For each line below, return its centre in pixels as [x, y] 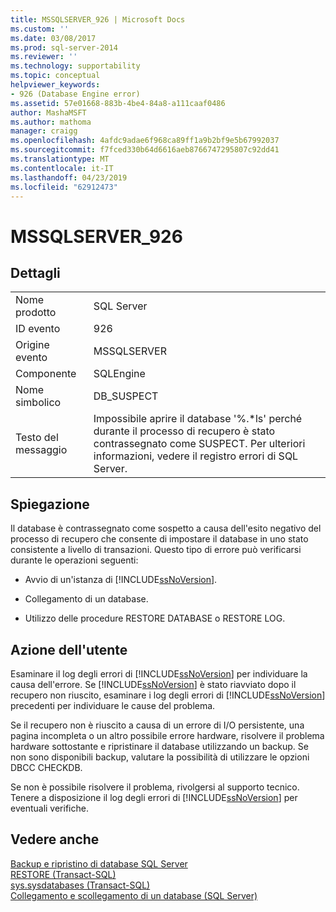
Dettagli [35, 272]
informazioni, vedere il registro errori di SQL [196, 456]
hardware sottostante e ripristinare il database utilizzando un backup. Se [159, 746]
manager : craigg [44, 131]
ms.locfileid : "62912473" [64, 187]
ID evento [38, 329]
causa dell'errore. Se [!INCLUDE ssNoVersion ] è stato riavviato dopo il [153, 684]
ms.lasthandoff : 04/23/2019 [69, 177]
